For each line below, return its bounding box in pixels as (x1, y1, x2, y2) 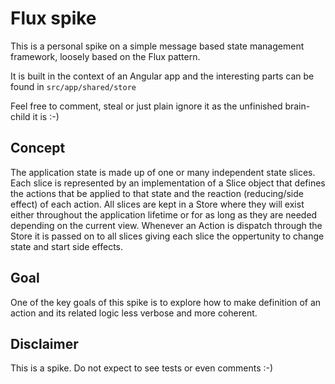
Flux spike (10, 7, 97, 30)
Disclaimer (10, 335, 79, 352)
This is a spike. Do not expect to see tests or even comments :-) (10, 362, 274, 374)
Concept (10, 140, 66, 157)
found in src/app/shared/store (10, 80, 137, 92)
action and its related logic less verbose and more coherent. (10, 307, 258, 319)
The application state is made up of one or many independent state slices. (10, 166, 316, 178)
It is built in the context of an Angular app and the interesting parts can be (10, 70, 315, 82)
